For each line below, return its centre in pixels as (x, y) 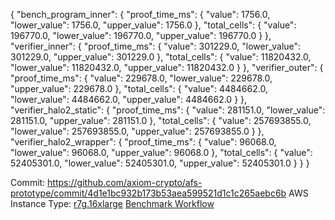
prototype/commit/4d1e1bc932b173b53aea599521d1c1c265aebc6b (148, 193)
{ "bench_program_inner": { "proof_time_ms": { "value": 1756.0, (140, 14)
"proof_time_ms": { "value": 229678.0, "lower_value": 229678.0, (141, 78)
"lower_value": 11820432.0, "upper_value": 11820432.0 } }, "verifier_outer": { (167, 67)
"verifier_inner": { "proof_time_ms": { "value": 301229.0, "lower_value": (156, 46)
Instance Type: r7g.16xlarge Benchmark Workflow (112, 203)
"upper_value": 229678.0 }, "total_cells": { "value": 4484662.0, (139, 88)
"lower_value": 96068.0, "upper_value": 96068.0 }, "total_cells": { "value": (161, 152)
